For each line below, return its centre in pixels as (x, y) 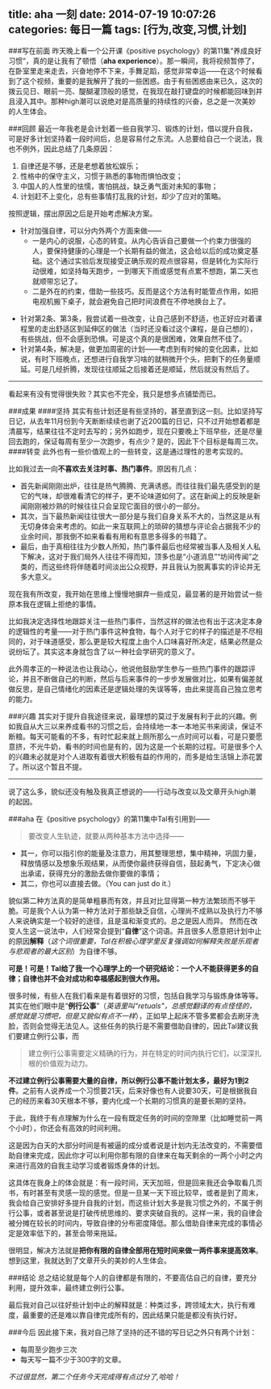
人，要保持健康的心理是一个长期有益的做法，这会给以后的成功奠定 (142, 251)
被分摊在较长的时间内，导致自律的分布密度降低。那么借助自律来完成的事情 (132, 1222)
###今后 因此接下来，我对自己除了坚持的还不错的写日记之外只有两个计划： (133, 1332)
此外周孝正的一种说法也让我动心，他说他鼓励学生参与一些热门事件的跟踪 (128, 669)
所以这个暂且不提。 (54, 766)
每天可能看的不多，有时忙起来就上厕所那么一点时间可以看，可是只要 (142, 736)
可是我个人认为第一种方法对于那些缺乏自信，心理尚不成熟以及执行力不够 (142, 910)
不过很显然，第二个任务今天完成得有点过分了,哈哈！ (94, 1376)
